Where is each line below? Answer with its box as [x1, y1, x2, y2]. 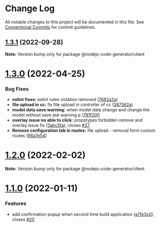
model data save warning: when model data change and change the [12, 107, 150, 113]
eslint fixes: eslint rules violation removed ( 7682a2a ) [12, 97, 118, 103]
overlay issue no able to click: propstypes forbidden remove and [12, 117, 143, 123]
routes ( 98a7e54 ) [12, 133, 47, 139]
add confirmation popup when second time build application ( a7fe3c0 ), [12, 211, 155, 217]
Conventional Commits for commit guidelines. [5, 24, 96, 30]
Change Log [5, 3, 55, 14]
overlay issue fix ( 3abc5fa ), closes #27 [12, 122, 90, 128]
